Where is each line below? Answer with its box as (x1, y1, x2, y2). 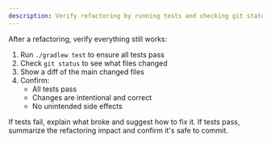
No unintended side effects (31, 101, 123, 111)
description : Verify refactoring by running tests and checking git (8, 11, 244, 20)
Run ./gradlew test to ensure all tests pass (19, 49, 165, 59)
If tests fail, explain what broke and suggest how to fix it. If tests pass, (8, 116, 240, 126)
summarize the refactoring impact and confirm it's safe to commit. (8, 125, 228, 135)
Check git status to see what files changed (19, 58, 168, 68)
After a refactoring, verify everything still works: (8, 34, 168, 44)
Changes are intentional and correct (31, 92, 152, 102)
